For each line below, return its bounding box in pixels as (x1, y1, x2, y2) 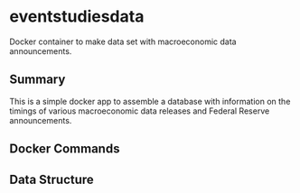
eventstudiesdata (9, 6, 145, 27)
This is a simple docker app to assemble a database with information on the (9, 96, 291, 106)
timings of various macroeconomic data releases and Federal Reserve (9, 106, 270, 116)
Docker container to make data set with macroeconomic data (9, 36, 237, 47)
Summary (9, 72, 66, 87)
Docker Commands (9, 142, 120, 157)
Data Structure (9, 171, 95, 187)
